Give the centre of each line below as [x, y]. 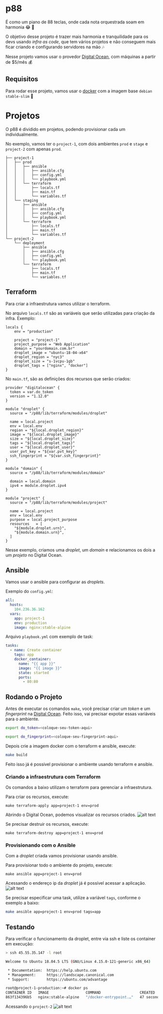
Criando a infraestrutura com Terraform [53, 777]
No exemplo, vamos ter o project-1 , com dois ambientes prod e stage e [77, 143]
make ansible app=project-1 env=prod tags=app [53, 912]
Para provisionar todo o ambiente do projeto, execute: [59, 865]
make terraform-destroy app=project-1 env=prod [54, 833]
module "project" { [25, 498]
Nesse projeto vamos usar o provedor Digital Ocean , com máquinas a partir [81, 56]
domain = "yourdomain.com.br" [45, 348]
